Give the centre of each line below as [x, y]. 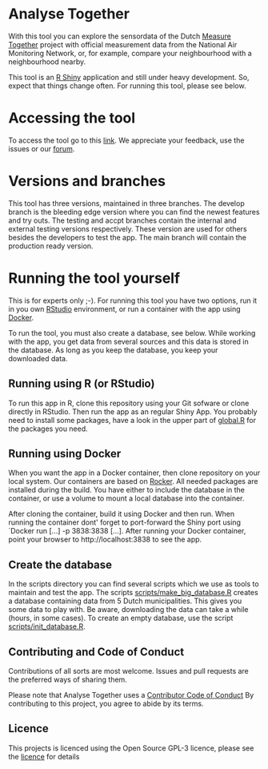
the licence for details [44, 756]
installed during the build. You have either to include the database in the [127, 490]
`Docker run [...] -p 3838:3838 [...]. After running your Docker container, [127, 531]
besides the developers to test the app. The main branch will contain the [127, 237]
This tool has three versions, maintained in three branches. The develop [127, 203]
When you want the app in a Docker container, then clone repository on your [134, 473]
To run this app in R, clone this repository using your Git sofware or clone [129, 403]
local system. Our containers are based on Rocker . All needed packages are [133, 481]
